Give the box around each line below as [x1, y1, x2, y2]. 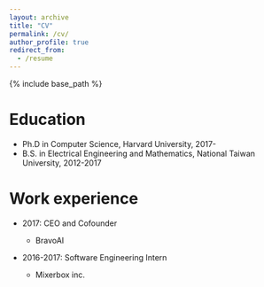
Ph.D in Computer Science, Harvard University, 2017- [21, 138, 217, 149]
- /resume [17, 54, 53, 63]
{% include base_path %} [9, 79, 103, 89]
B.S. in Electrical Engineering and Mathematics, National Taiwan [21, 148, 255, 159]
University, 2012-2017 [21, 157, 102, 168]
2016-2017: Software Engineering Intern [21, 252, 167, 262]
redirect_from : [9, 46, 66, 55]
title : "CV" [9, 21, 53, 30]
